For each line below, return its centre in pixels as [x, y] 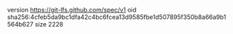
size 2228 [49, 24]
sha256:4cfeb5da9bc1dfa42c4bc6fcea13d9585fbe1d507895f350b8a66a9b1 [117, 17]
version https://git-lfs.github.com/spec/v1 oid [72, 10]
